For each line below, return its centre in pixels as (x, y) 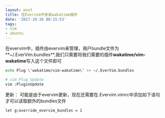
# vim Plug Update (24, 79)
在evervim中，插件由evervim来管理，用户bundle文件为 (62, 48)
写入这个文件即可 (44, 61)
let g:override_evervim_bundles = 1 (44, 110)
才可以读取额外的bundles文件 (36, 101)
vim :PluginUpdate (24, 84)
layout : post (19, 10)
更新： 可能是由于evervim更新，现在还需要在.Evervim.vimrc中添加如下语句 (83, 94)
